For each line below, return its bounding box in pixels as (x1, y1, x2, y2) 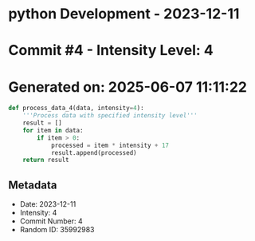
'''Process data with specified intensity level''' (22, 112, 198, 120)
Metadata (8, 178, 57, 192)
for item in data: (22, 126, 84, 134)
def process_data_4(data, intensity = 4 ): (8, 105, 145, 113)
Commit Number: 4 (19, 216, 83, 226)
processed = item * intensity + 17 (50, 141, 170, 149)
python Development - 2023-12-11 (8, 5, 240, 23)
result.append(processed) (50, 148, 137, 156)
